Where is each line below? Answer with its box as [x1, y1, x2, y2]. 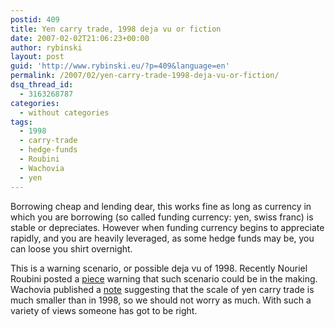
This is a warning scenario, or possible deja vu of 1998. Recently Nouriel [10, 262, 308, 274]
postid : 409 [10, 14, 60, 25]
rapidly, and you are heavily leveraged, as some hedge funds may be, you [10, 232, 315, 244]
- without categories [19, 107, 110, 118]
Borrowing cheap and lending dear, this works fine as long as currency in [10, 200, 312, 212]
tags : [10, 117, 33, 127]
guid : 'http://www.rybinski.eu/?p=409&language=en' [10, 61, 230, 71]
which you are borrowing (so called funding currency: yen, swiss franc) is [10, 211, 314, 223]
